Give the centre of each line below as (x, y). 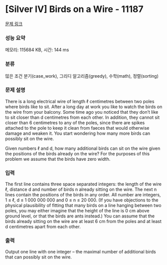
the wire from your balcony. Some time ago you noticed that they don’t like (82, 112)
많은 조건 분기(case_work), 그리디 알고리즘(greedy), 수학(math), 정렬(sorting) (82, 76)
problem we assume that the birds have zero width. (58, 159)
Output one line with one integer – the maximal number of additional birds (81, 252)
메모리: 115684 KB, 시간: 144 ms (37, 50)
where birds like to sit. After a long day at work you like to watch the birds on (84, 107)
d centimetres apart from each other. (43, 227)
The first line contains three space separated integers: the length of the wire (83, 184)
